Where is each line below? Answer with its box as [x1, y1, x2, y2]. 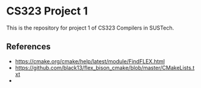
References [6, 42, 51, 52]
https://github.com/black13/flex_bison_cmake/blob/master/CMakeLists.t [15, 64, 195, 71]
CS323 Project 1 [6, 4, 88, 18]
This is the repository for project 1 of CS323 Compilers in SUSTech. [6, 24, 174, 31]
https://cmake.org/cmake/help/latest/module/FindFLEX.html [15, 57, 165, 64]
